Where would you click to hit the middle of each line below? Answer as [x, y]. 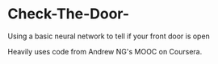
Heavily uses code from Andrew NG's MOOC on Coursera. [105, 51]
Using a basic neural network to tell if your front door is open [109, 36]
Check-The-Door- [69, 14]
